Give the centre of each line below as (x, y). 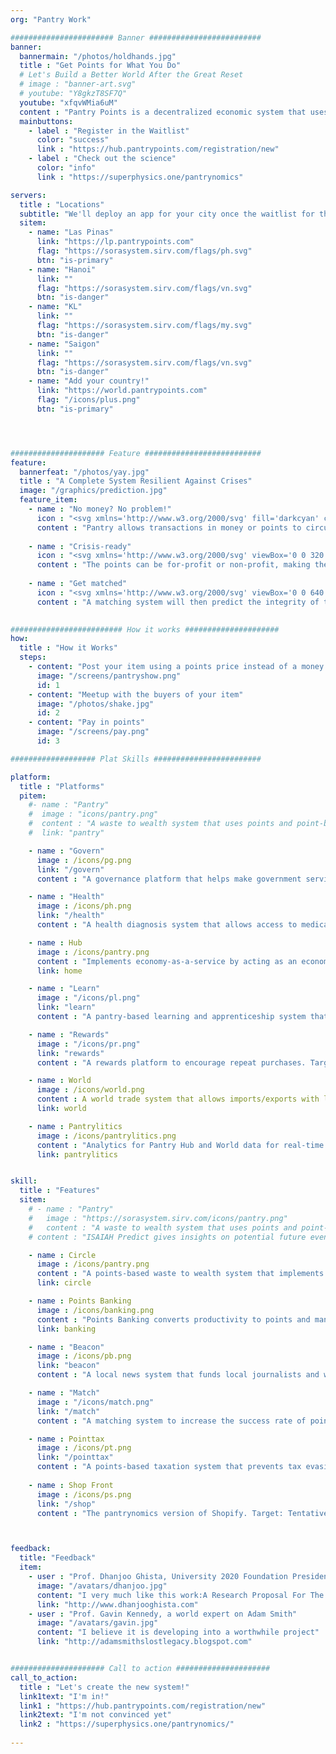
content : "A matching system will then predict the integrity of (178, 602)
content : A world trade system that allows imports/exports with (178, 1099)
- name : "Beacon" (66, 1347)
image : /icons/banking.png (95, 1310)
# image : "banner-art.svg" (78, 84)
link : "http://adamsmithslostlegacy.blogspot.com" (144, 1642)
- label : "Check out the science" (102, 159)
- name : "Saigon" (64, 344)
